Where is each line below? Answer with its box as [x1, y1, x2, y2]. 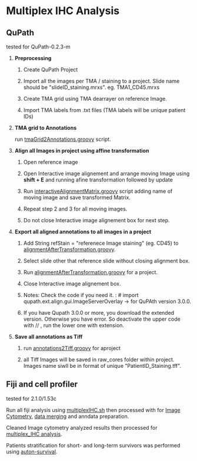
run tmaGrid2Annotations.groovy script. [14, 136, 111, 143]
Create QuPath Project [23, 66, 78, 73]
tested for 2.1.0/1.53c [6, 395, 57, 402]
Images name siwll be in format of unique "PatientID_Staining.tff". [23, 363, 181, 369]
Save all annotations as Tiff [14, 333, 83, 340]
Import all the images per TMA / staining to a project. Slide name [23, 78, 180, 84]
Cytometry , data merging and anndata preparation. [6, 413, 129, 420]
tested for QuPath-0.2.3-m [6, 43, 71, 50]
